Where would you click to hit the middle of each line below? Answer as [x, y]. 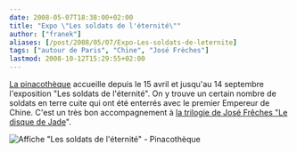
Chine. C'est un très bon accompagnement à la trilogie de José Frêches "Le [148, 113]
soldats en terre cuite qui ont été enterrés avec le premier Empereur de [140, 103]
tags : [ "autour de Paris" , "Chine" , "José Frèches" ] [109, 51]
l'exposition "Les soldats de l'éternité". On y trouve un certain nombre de [143, 93]
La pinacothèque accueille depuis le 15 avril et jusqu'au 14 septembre [137, 84]
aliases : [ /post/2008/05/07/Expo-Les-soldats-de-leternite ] [124, 42]
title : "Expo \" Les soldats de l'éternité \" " [95, 26]
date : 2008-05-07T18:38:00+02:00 [71, 17]
